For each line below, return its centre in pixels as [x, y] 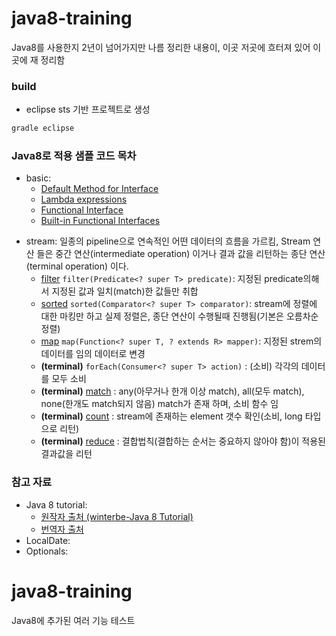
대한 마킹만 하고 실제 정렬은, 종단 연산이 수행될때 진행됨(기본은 [162, 316]
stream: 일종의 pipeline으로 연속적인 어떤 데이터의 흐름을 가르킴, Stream [168, 241]
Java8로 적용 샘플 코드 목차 [74, 156]
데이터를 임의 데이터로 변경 [93, 354]
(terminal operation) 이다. [77, 266]
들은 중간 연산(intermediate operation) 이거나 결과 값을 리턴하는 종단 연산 [181, 254]
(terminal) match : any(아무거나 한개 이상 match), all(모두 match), [172, 391]
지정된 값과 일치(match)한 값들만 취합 [125, 291]
